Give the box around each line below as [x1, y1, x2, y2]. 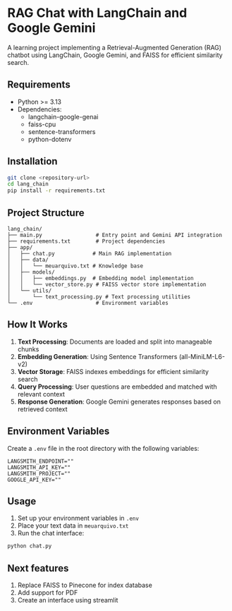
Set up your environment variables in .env [17, 514, 140, 523]
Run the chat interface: [17, 529, 85, 538]
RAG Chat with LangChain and [7, 5, 188, 21]
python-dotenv [28, 135, 72, 143]
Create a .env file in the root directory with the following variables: [7, 444, 200, 452]
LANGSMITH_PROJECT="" [7, 470, 71, 477]
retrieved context [17, 404, 68, 413]
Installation [7, 155, 58, 167]
